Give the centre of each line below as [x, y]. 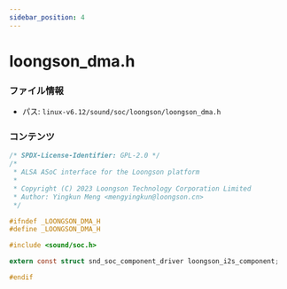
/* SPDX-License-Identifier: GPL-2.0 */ [85, 156]
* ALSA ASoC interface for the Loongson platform [106, 172]
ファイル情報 [37, 90]
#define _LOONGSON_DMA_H [55, 230]
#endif [21, 277]
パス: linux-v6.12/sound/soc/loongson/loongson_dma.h [121, 112]
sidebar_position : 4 [47, 17]
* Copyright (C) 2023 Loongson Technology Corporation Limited [132, 188]
